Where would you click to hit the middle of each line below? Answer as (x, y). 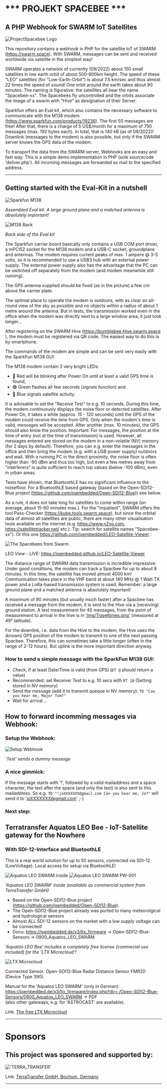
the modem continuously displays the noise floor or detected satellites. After (83, 409)
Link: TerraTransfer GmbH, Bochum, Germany (52, 1077)
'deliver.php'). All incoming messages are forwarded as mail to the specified (83, 162)
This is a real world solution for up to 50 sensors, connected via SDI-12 (78, 860)
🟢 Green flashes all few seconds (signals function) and (69, 387)
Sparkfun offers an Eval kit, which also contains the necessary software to (81, 110)
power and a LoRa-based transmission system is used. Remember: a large (81, 584)
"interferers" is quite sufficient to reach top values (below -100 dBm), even (82, 467)
